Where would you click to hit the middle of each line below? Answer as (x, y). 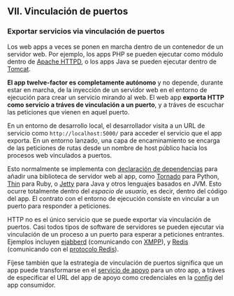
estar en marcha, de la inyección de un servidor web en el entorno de (107, 89)
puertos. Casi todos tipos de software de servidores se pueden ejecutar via (116, 227)
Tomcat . (19, 68)
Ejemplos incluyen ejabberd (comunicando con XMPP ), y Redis (98, 242)
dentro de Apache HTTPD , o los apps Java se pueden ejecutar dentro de (112, 61)
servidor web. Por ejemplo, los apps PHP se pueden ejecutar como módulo (115, 54)
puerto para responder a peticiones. (59, 206)
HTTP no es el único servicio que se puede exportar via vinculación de (109, 219)
